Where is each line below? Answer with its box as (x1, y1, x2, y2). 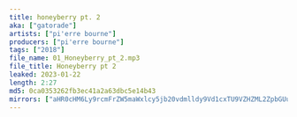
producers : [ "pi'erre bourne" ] (9, 37, 125, 47)
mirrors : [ (9, 94, 49, 104)
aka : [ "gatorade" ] (9, 21, 77, 30)
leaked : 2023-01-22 (9, 70, 81, 79)
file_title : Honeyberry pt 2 (9, 62, 117, 71)
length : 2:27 (9, 78, 57, 87)
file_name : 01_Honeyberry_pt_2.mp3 (9, 54, 141, 62)
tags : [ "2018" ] (9, 46, 65, 55)
